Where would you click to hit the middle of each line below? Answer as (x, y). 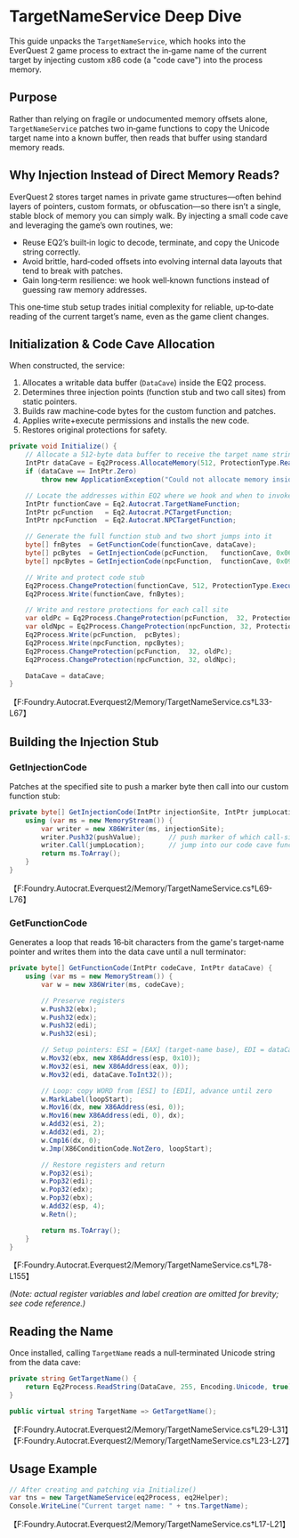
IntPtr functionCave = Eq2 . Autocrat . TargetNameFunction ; (133, 504)
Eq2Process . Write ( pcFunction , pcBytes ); (103, 635)
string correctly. (51, 252)
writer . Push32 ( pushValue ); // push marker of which (151, 837)
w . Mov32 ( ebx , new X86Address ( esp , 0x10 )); (121, 1058)
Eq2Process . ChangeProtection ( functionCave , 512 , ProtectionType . (149, 586)
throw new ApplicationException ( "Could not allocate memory (155, 479)
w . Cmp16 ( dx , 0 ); (71, 1140)
